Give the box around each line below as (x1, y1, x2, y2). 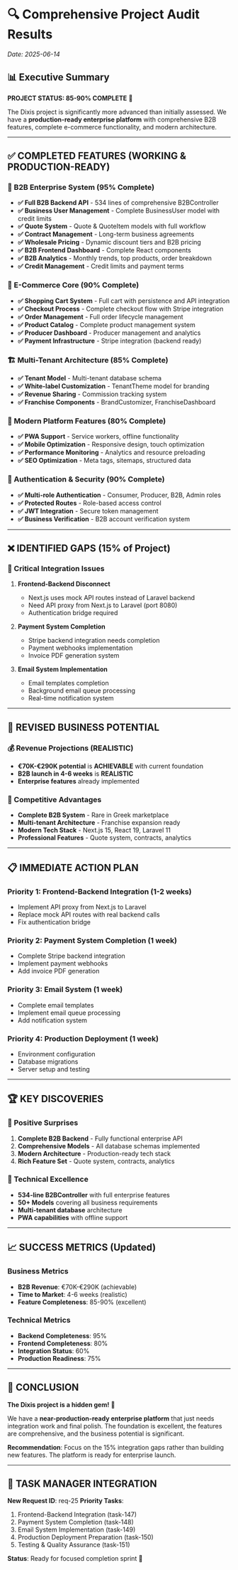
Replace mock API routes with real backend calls (17, 910, 161, 919)
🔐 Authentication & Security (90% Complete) (7, 474, 165, 484)
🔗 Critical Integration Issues (7, 563, 105, 573)
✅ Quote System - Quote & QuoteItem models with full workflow (17, 222, 207, 230)
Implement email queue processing (17, 1008, 120, 1017)
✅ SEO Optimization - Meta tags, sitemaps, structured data (17, 456, 191, 465)
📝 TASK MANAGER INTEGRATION (7, 1478, 157, 1490)
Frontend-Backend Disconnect (17, 580, 111, 588)
